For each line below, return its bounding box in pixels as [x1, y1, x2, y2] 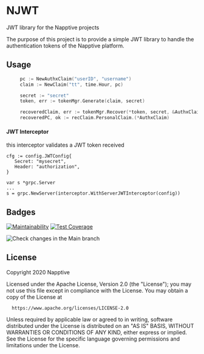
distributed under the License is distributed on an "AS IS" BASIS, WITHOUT [6, 322, 194, 329]
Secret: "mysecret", [14, 159, 67, 165]
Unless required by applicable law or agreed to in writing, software [6, 316, 173, 323]
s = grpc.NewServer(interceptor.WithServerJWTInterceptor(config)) [6, 190, 181, 196]
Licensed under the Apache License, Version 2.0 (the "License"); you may [6, 280, 192, 288]
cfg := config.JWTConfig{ [6, 153, 72, 159]
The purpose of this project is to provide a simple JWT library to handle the [6, 35, 194, 43]
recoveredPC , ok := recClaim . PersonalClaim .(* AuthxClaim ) [19, 115, 170, 121]
